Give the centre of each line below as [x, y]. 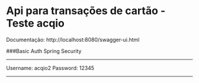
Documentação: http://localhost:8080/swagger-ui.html [73, 39]
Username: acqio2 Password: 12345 [50, 68]
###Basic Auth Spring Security [44, 51]
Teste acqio [36, 23]
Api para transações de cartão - [86, 11]
